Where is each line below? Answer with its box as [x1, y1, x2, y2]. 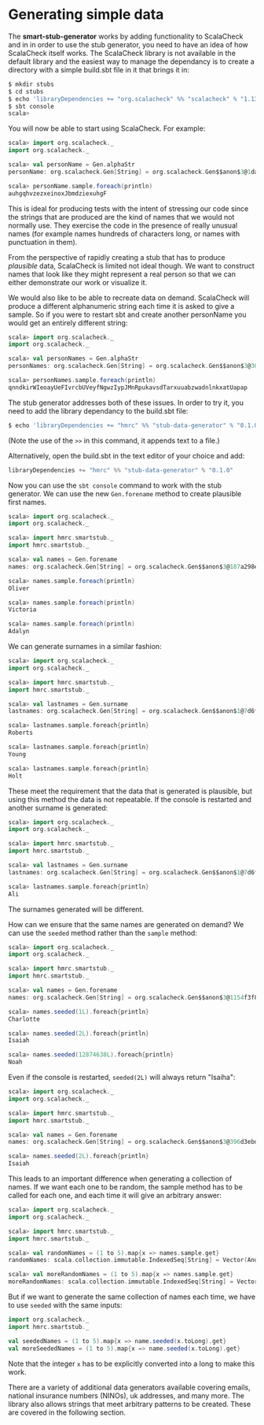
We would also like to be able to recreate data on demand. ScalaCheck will [8, 293, 250, 302]
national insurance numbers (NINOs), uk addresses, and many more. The [8, 1390, 245, 1400]
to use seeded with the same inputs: [8, 1301, 123, 1310]
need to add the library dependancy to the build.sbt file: [8, 406, 189, 415]
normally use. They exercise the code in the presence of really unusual [8, 221, 238, 230]
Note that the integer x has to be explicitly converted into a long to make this [8, 1359, 255, 1368]
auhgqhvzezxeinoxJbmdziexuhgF [8, 189, 108, 198]
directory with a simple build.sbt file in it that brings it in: [8, 65, 190, 74]
